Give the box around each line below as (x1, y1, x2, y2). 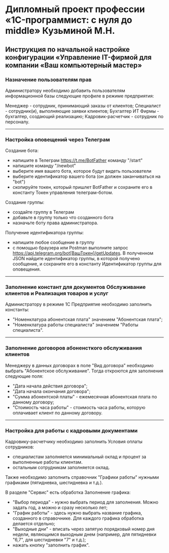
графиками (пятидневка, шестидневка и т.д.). (5, 480, 103, 486)
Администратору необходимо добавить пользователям (5, 87, 125, 93)
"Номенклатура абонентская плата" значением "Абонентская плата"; (12, 317, 163, 323)
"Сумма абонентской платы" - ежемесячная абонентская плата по (12, 393, 157, 399)
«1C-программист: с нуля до (5, 14, 132, 26)
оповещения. (12, 266, 41, 272)
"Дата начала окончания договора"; (12, 388, 91, 394)
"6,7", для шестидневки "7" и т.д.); (12, 537, 87, 543)
